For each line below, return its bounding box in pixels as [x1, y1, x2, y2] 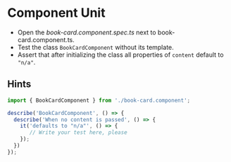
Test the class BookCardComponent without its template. [17, 43, 174, 51]
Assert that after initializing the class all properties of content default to [17, 50, 224, 59]
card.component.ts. [17, 35, 75, 43]
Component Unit [7, 5, 106, 21]
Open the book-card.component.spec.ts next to [17, 28, 156, 36]
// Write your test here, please [29, 129, 128, 136]
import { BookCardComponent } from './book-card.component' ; [7, 97, 191, 104]
